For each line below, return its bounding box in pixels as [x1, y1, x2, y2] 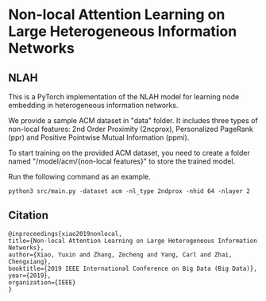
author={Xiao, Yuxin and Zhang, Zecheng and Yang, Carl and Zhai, [8, 250, 233, 259]
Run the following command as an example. [8, 172, 151, 181]
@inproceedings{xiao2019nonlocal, [8, 230, 123, 237]
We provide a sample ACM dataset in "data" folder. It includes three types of [8, 116, 258, 125]
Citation [8, 209, 49, 222]
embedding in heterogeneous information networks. [8, 101, 179, 110]
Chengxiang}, [8, 257, 52, 265]
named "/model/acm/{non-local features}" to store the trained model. [8, 156, 236, 166]
